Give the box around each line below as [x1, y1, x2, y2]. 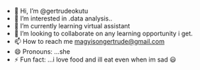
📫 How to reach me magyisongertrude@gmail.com [13, 37, 165, 45]
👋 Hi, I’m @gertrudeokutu [13, 7, 89, 15]
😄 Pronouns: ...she [13, 47, 71, 56]
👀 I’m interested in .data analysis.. [13, 14, 113, 23]
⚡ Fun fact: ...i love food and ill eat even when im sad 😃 [13, 55, 177, 64]
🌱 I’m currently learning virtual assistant [13, 22, 130, 30]
